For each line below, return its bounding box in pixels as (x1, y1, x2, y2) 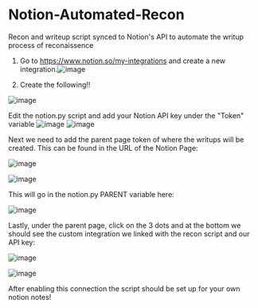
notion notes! (8, 292, 52, 302)
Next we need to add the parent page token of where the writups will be (8, 134, 244, 144)
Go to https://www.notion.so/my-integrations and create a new (19, 56, 226, 65)
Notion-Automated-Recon (8, 6, 185, 24)
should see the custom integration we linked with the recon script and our (8, 229, 250, 239)
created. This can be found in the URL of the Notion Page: (8, 143, 198, 152)
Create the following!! (19, 80, 91, 89)
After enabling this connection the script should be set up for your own (8, 283, 240, 293)
